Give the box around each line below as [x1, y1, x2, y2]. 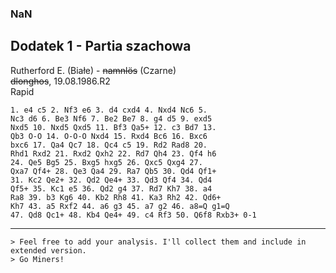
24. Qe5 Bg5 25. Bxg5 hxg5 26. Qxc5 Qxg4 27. [10, 157, 203, 167]
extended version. [10, 245, 87, 256]
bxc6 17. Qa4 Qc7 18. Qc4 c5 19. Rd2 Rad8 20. [10, 140, 208, 150]
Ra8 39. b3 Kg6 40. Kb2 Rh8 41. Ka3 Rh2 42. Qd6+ [10, 192, 222, 202]
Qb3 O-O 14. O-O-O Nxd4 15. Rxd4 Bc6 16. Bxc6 [10, 131, 208, 141]
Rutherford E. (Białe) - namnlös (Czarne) [10, 64, 177, 76]
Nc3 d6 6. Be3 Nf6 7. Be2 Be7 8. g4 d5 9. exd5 [10, 113, 213, 124]
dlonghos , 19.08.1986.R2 [10, 75, 111, 87]
